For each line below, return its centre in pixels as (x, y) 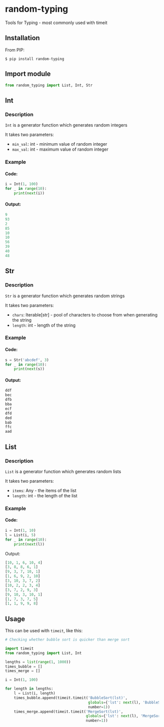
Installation (22, 38)
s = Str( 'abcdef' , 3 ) (27, 360)
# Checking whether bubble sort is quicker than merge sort (68, 640)
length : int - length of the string (44, 325)
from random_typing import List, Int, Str (49, 85)
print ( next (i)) (29, 193)
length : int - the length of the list (45, 495)
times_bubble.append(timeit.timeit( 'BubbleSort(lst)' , (71, 698)
